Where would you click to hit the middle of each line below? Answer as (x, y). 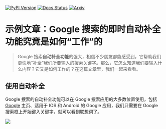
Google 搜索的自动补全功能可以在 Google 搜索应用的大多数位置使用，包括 (81, 99)
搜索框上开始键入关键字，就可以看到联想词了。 (53, 112)
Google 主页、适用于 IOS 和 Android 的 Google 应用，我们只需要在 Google (81, 105)
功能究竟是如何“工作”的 (54, 42)
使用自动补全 (25, 86)
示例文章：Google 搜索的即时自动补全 (83, 29)
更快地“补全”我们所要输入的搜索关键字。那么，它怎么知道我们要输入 (88, 63)
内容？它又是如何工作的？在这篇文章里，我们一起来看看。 (81, 69)
